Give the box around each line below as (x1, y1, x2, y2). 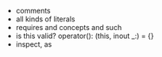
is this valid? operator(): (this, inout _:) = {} (15, 31, 154, 40)
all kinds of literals (15, 14, 75, 24)
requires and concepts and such (15, 23, 122, 32)
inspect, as (15, 40, 52, 49)
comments (15, 6, 51, 15)
